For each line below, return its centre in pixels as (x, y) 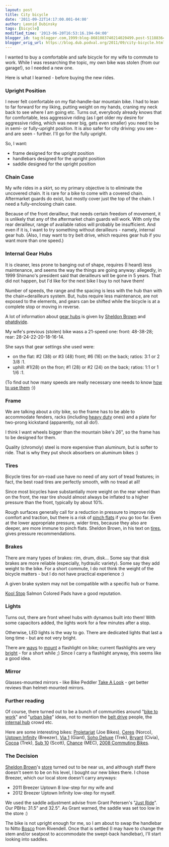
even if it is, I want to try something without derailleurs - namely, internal (80, 230)
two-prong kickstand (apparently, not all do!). (52, 422)
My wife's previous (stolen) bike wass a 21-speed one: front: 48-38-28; (79, 331)
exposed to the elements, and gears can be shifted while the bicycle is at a (82, 301)
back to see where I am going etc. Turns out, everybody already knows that (83, 112)
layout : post (19, 10)
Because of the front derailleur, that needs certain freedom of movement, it (83, 214)
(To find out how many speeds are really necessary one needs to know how (84, 382)
